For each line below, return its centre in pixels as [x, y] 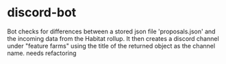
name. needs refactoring [42, 53]
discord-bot [42, 13]
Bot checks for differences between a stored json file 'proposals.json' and [111, 31]
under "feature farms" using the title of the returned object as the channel [111, 46]
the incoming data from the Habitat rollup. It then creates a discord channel [113, 38]
